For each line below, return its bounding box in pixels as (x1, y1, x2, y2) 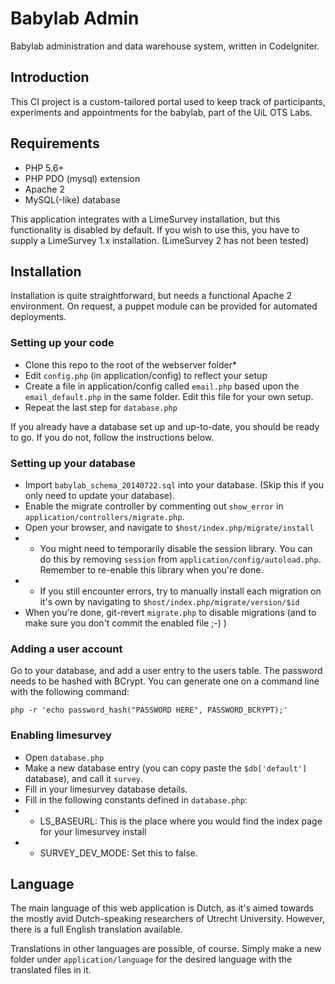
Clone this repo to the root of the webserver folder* (24, 358, 237, 371)
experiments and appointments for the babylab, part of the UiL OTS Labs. (10, 106, 313, 118)
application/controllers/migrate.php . (24, 510, 185, 522)
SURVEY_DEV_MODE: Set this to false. (39, 847, 198, 859)
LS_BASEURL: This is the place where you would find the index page (39, 815, 323, 827)
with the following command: (10, 686, 130, 698)
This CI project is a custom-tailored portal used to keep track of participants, (10, 95, 326, 107)
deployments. (10, 311, 67, 323)
